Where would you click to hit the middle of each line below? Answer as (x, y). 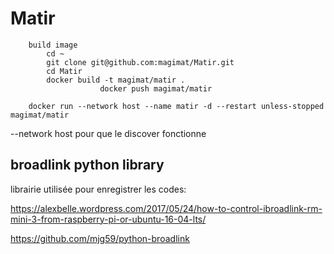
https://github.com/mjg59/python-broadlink (100, 238)
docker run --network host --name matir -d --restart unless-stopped (176, 106)
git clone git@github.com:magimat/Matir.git (140, 62)
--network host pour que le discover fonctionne (108, 133)
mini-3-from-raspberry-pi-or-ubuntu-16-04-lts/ (108, 219)
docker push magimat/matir (156, 88)
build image (53, 45)
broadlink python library (87, 165)
